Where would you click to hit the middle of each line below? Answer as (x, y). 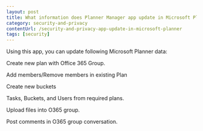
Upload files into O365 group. (43, 110)
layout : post (23, 12)
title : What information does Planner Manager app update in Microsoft (98, 18)
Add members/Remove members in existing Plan (67, 75)
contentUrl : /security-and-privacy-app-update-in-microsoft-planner (94, 29)
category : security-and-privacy (47, 23)
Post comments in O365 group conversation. (62, 122)
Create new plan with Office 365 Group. (56, 63)
